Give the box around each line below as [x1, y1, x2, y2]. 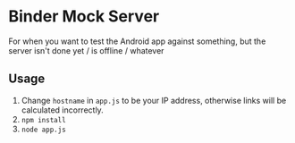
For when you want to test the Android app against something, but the [8, 36, 266, 46]
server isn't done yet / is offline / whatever [8, 45, 164, 55]
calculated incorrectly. [21, 105, 104, 115]
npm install [21, 115, 66, 124]
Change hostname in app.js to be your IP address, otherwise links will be [21, 95, 287, 105]
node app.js [21, 125, 66, 134]
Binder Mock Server [8, 6, 160, 27]
